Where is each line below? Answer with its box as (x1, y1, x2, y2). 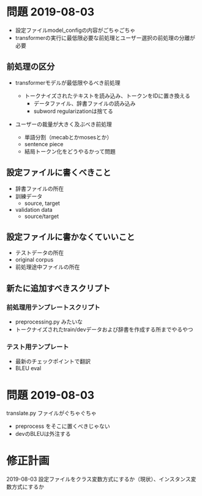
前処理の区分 (6, 61, 55, 72)
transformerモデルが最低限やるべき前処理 (15, 79, 121, 86)
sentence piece (24, 140, 64, 147)
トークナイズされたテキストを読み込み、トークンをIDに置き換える (24, 92, 191, 99)
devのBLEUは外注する (15, 430, 72, 438)
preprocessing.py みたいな (15, 318, 83, 325)
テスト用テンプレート (6, 343, 69, 351)
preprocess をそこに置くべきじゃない (15, 422, 110, 430)
